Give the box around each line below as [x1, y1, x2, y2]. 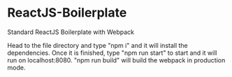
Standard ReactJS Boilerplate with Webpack [7, 28, 135, 36]
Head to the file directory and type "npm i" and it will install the [7, 41, 189, 49]
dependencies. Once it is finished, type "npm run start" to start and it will [7, 49, 217, 57]
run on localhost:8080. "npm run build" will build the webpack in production [7, 55, 226, 64]
